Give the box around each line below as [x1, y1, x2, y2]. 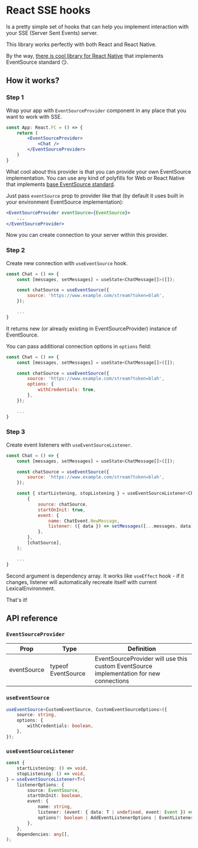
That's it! [6, 596, 28, 603]
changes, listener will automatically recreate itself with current [6, 578, 157, 585]
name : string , [37, 804, 72, 810]
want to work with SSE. [6, 113, 62, 120]
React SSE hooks [6, 4, 91, 17]
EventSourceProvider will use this [94, 655, 187, 663]
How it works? [6, 76, 60, 86]
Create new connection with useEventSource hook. [6, 259, 128, 266]
